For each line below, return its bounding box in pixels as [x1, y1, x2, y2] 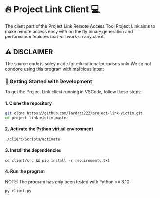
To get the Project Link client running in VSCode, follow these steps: [5, 89, 142, 95]
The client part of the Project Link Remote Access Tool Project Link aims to [5, 23, 155, 29]
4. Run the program [5, 168, 45, 174]
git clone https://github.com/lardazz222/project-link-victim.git [5, 111, 143, 116]
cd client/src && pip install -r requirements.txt [5, 158, 110, 163]
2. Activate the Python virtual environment [5, 126, 94, 132]
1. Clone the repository [5, 100, 52, 106]
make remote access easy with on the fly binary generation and [5, 28, 133, 34]
